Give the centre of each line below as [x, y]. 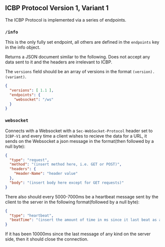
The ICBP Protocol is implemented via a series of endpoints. [66, 20]
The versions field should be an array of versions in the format [68, 72]
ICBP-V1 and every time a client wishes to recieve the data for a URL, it [76, 136]
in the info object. [23, 47]
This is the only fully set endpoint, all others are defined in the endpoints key [82, 42]
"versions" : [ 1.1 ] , [32, 90]
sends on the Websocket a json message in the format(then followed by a [80, 141]
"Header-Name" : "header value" [46, 174]
